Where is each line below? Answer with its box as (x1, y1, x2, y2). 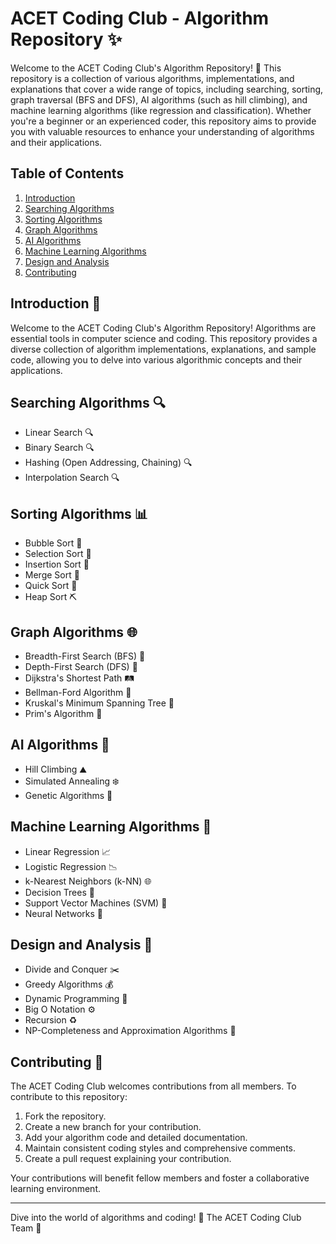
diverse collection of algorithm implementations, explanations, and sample (10, 343, 317, 355)
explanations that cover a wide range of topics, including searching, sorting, (10, 83, 324, 95)
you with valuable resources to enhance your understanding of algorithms (10, 125, 315, 137)
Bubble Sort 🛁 (24, 537, 83, 549)
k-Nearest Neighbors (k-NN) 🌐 (24, 875, 152, 887)
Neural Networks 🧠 (24, 907, 104, 919)
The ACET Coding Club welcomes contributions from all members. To (10, 1080, 297, 1092)
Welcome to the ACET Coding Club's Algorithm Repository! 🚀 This (10, 62, 282, 74)
